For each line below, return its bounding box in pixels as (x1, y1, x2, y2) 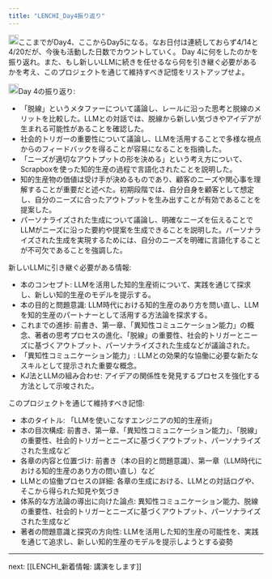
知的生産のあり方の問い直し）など (41, 466, 155, 475)
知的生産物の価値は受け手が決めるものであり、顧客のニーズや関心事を (19, 174, 254, 184)
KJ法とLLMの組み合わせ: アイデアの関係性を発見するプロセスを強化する (19, 370, 261, 381)
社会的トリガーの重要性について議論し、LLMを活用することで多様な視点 (19, 134, 261, 143)
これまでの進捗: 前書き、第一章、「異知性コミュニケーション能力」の (19, 320, 248, 330)
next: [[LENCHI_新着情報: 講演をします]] (8, 561, 142, 571)
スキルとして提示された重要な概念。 (19, 360, 142, 370)
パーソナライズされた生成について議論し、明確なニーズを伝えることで (19, 215, 253, 224)
